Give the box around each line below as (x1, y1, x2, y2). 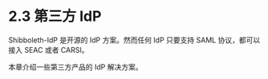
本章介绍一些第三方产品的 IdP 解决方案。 (8, 61, 143, 72)
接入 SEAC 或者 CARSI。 (8, 45, 89, 54)
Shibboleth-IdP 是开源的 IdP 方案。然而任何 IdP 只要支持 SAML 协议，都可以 (8, 35, 261, 45)
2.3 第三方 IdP (8, 7, 102, 26)
